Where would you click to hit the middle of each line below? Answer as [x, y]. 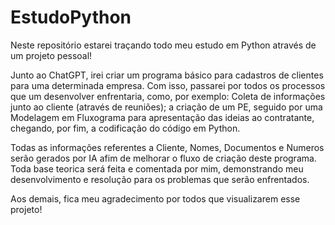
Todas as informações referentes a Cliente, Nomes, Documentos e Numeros [167, 147]
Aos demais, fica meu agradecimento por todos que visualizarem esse [155, 198]
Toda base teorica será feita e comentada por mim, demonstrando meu [157, 168]
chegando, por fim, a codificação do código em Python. [125, 128]
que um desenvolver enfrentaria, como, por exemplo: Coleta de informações [168, 96]
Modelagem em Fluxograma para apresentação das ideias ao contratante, [162, 117]
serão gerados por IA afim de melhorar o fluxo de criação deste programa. [163, 158]
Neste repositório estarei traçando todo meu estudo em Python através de [163, 45]
